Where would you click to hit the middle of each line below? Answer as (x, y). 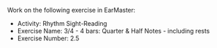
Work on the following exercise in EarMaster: (71, 10)
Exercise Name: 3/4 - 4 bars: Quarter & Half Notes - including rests (113, 31)
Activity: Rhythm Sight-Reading (62, 23)
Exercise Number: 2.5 (48, 38)
